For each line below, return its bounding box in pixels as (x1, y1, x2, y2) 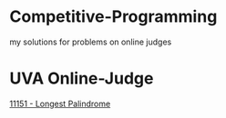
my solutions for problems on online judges (9, 36, 172, 47)
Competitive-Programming (9, 6, 218, 27)
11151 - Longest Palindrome (9, 98, 111, 109)
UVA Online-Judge (9, 68, 154, 89)
